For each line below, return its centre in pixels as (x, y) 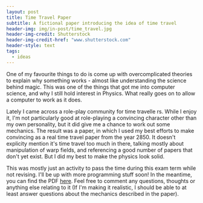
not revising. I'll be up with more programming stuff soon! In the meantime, (99, 174)
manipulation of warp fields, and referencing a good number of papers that (99, 150)
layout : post (23, 12)
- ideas (21, 57)
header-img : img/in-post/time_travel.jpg (59, 29)
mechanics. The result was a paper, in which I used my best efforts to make (100, 130)
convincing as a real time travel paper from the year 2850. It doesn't (91, 137)
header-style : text (31, 46)
